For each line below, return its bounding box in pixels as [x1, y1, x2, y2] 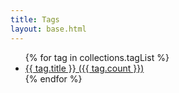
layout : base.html [10, 24, 87, 34]
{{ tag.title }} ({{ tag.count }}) [24, 62, 145, 74]
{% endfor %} [24, 72, 83, 85]
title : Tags [10, 14, 60, 25]
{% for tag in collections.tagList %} [24, 51, 170, 63]
